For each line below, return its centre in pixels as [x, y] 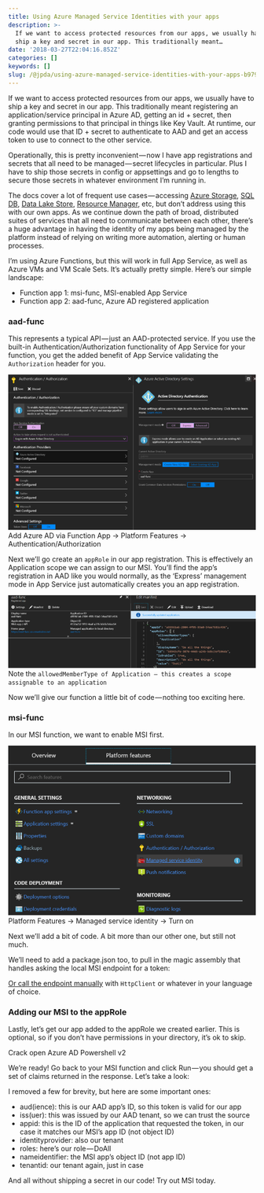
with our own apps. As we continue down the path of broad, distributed [123, 212]
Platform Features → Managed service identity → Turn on [101, 921]
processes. [26, 245]
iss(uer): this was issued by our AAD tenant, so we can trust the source [134, 1115]
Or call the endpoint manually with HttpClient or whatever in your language [130, 983]
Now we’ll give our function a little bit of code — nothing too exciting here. [127, 697]
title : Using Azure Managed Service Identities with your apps [114, 17]
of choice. [24, 992]
